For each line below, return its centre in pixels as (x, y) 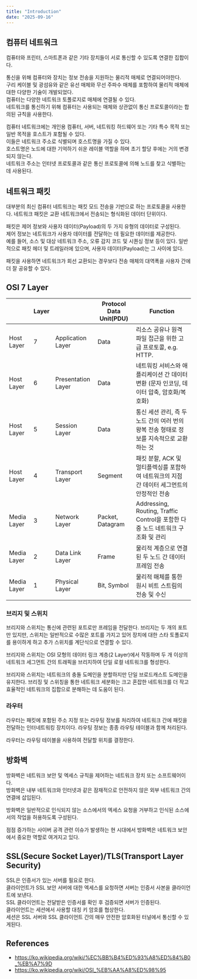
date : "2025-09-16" (30, 17)
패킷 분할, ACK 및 (159, 458)
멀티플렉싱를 (152, 467)
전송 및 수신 (151, 594)
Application (71, 338)
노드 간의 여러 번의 (160, 420)
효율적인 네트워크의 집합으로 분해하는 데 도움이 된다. (65, 689)
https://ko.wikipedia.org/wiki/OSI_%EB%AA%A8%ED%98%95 (90, 970)
